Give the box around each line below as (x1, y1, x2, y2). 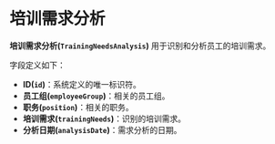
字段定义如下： (9, 59, 66, 70)
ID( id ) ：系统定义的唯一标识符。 (22, 78, 141, 89)
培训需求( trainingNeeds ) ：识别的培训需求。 (22, 113, 187, 124)
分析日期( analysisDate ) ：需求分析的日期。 (22, 124, 182, 135)
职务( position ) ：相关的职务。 (22, 101, 134, 112)
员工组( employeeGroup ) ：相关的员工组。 (22, 90, 170, 101)
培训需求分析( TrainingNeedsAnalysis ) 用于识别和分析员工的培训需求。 (9, 40, 271, 51)
